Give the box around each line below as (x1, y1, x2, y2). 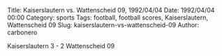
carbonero (7, 28, 38, 36)
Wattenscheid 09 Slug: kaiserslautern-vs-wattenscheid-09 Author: (7, 21, 199, 29)
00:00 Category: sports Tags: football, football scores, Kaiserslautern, (7, 13, 208, 22)
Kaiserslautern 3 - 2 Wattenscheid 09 (7, 42, 115, 50)
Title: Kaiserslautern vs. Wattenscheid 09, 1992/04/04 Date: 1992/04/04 (7, 6, 215, 14)
